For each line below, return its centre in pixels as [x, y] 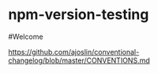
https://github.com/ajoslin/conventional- [74, 52]
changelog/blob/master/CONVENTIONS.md [79, 60]
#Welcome [26, 36]
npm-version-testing [79, 15]
